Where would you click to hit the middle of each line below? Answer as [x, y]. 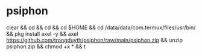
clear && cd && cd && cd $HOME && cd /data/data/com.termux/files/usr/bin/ [101, 27]
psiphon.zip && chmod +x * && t [46, 46]
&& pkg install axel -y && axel [42, 33]
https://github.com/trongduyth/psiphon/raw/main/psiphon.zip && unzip [94, 40]
